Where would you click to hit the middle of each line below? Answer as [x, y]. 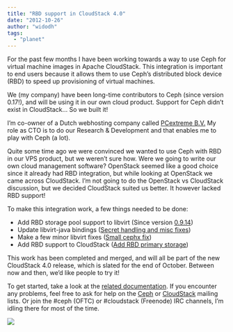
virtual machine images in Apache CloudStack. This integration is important [115, 67]
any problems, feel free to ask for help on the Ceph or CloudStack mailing [113, 294]
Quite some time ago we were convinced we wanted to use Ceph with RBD [114, 151]
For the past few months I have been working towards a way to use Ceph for [117, 59]
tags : [15, 33]
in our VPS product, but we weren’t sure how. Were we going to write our [112, 159]
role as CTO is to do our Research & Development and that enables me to [112, 131]
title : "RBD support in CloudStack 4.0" [67, 14]
